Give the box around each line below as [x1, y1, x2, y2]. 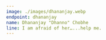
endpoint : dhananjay [6, 14, 57, 20]
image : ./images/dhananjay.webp [6, 8, 86, 15]
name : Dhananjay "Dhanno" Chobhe [6, 19, 89, 25]
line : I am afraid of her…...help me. [6, 25, 102, 31]
